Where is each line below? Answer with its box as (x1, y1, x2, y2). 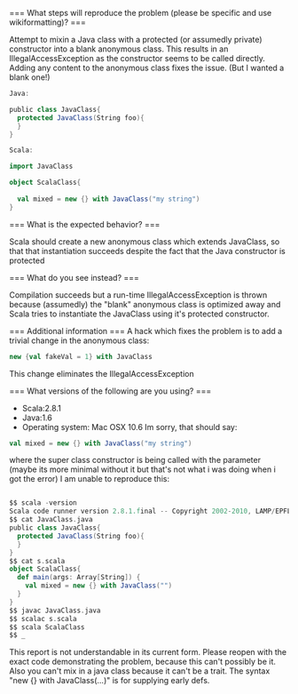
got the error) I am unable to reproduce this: (9, 474, 170, 484)
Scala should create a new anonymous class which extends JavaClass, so (9, 235, 280, 247)
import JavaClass (9, 162, 74, 172)
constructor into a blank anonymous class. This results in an (9, 44, 229, 54)
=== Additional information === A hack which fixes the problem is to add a (9, 325, 283, 336)
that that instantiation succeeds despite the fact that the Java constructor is (9, 245, 286, 256)
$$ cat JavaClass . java (9, 515, 93, 524)
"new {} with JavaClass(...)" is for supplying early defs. (9, 675, 210, 686)
